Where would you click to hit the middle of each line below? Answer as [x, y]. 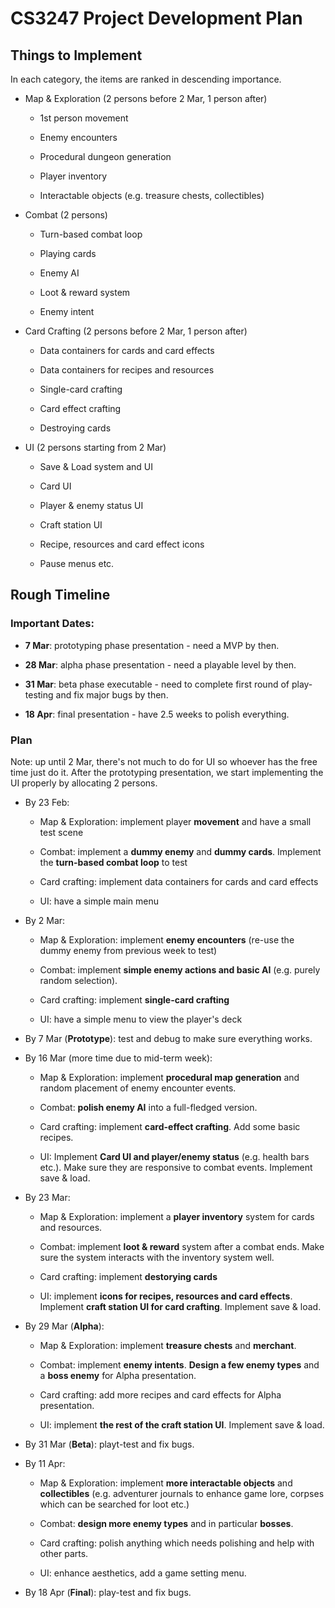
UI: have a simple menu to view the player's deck [141, 1019]
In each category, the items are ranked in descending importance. [146, 79]
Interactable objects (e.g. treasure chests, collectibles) [152, 195]
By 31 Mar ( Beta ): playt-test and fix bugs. [109, 1444]
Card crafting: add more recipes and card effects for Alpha [160, 1394]
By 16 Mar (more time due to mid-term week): [118, 1058]
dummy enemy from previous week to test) [128, 950]
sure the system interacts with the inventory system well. [157, 1257]
